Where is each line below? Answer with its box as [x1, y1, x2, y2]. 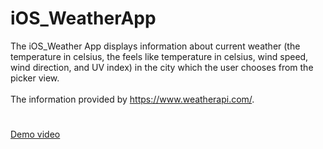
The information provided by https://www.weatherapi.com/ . [10, 93, 255, 105]
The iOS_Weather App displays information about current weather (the [10, 40, 301, 52]
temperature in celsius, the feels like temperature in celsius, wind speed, [10, 50, 309, 62]
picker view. [10, 72, 60, 84]
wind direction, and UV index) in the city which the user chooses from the [10, 61, 314, 73]
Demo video [10, 128, 61, 141]
